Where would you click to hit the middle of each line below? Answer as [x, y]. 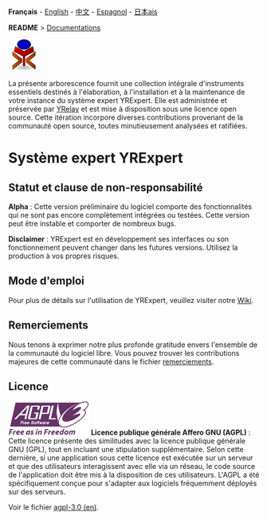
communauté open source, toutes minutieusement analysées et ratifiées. [128, 126]
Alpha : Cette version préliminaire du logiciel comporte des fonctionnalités [130, 207]
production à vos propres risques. [64, 256]
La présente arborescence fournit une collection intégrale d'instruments [126, 83]
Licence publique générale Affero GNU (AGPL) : [171, 432]
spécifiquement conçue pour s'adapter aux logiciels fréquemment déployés [133, 483]
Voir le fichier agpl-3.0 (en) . [54, 507]
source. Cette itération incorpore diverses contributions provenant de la [126, 117]
